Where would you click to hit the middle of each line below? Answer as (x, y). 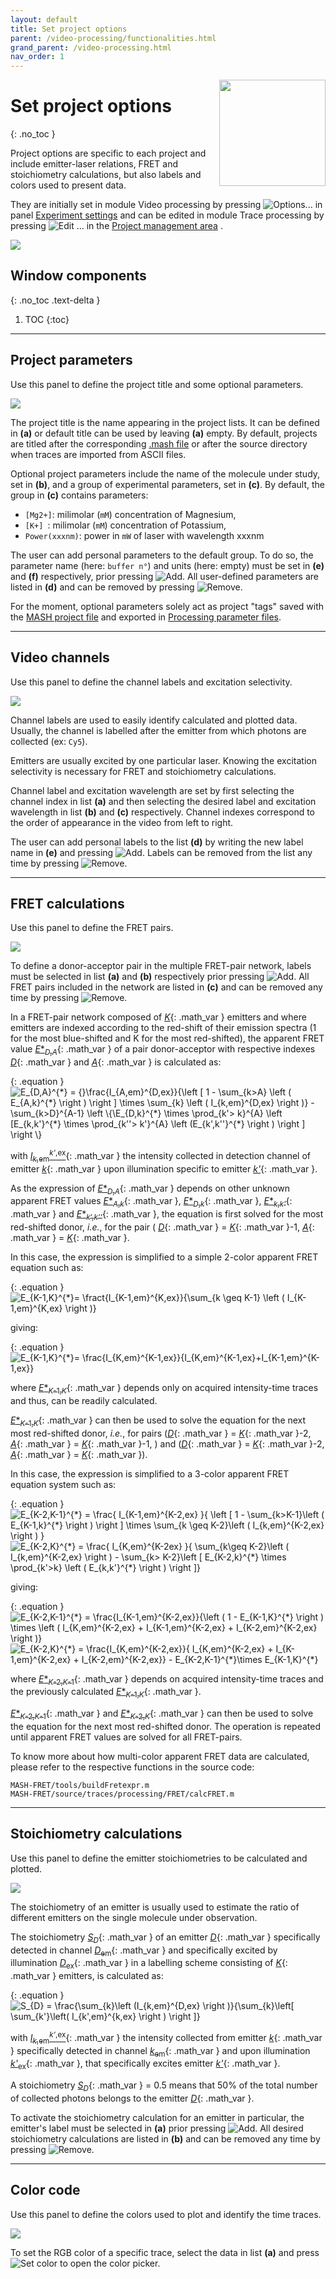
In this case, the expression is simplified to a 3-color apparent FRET (150, 1473)
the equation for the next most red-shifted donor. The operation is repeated (166, 1726)
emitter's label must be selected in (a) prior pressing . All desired (157, 2128)
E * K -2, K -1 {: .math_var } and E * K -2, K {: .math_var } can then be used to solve (162, 1714)
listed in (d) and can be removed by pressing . (126, 587)
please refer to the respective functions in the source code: (132, 1767)
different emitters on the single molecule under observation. (134, 1917)
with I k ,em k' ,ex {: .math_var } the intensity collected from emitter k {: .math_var (166, 2038)
